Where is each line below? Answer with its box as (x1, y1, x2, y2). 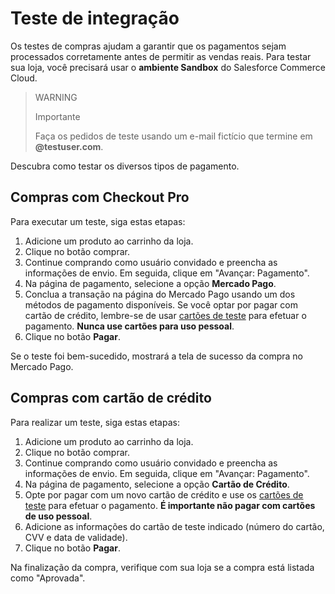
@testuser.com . (34, 140, 104, 152)
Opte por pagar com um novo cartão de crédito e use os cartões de (24, 488, 304, 501)
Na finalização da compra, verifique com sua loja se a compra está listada (10, 561, 315, 573)
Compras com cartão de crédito (10, 390, 212, 407)
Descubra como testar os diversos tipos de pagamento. (10, 160, 240, 172)
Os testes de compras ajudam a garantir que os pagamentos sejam (10, 40, 287, 52)
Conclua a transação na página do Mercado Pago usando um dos (24, 288, 296, 300)
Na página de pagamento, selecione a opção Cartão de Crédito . (24, 478, 290, 490)
